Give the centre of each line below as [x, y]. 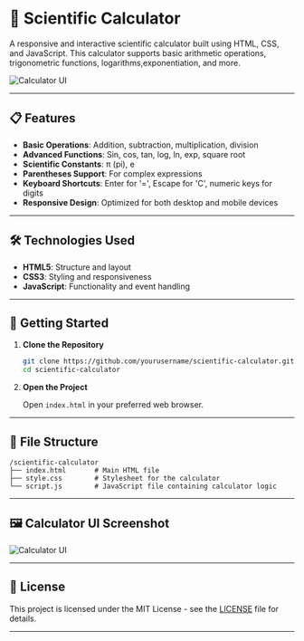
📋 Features [43, 118]
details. [23, 618]
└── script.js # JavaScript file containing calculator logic [143, 486]
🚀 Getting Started [59, 323]
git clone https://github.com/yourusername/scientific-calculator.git [158, 361]
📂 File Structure [54, 441]
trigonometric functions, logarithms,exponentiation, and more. [125, 62]
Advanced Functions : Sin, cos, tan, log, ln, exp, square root [134, 154]
